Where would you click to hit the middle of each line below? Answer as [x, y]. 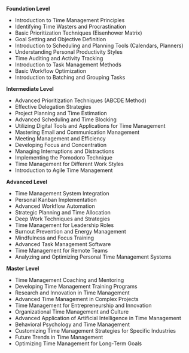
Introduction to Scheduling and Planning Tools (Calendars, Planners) [99, 45]
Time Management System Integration [62, 193]
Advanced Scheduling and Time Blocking [65, 119]
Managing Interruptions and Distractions [65, 151]
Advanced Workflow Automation [55, 206]
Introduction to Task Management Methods [68, 65]
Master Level [23, 268]
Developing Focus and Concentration [61, 145]
